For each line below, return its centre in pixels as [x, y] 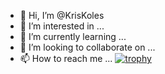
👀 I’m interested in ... [62, 26]
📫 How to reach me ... [66, 58]
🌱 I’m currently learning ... [73, 36]
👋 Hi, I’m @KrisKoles [62, 15]
